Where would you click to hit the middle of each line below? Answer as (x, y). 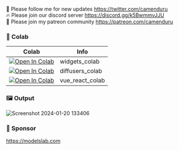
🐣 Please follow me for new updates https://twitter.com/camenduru (87, 9)
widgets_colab (80, 62)
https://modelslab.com (33, 141)
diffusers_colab (81, 71)
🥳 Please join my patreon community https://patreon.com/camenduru (90, 22)
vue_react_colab (82, 80)
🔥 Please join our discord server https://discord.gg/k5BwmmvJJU (85, 15)
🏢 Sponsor (21, 128)
